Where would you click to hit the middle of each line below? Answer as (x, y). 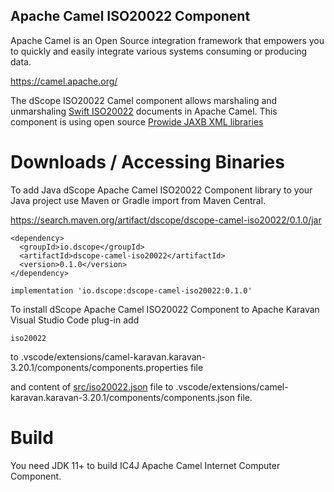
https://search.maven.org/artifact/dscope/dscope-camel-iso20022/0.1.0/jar (166, 220)
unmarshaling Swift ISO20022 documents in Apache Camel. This (144, 111)
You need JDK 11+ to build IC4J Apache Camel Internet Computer (145, 465)
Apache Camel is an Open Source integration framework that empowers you (167, 40)
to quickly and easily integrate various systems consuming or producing (159, 51)
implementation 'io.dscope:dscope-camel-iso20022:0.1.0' (131, 290)
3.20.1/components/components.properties (99, 367)
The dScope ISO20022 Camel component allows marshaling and (144, 100)
